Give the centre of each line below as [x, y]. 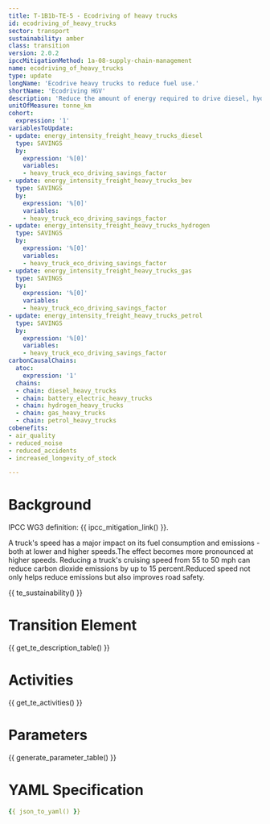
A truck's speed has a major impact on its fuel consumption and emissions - [134, 543]
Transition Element [73, 625]
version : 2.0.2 [34, 53]
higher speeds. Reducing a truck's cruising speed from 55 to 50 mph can [129, 560]
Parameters [48, 735]
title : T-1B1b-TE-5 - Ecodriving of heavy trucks [93, 16]
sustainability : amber [46, 38]
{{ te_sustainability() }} [45, 593]
